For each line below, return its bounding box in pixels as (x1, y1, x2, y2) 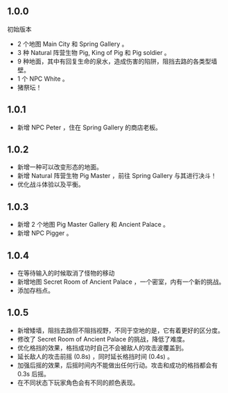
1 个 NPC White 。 (17, 74, 69, 83)
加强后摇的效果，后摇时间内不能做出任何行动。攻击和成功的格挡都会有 (17, 361, 218, 369)
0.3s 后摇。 (17, 369, 50, 378)
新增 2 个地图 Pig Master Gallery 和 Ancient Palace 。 (17, 220, 170, 229)
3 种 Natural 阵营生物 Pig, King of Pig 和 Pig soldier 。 (17, 48, 171, 56)
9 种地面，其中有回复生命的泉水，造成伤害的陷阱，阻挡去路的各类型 (17, 57, 211, 65)
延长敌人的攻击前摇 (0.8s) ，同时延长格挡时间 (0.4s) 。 (17, 352, 174, 360)
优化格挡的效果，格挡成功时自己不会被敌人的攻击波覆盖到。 (17, 344, 188, 352)
